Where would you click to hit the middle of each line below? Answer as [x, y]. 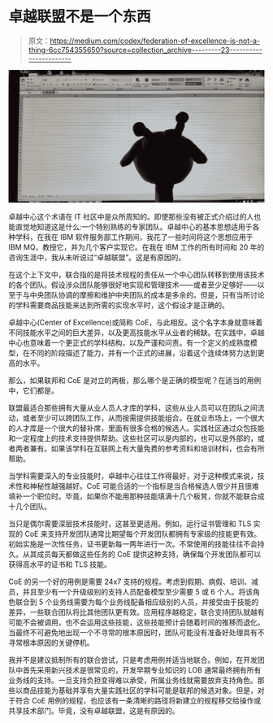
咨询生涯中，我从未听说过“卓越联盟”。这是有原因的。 [97, 258]
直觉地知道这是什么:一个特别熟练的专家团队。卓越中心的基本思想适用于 [134, 227]
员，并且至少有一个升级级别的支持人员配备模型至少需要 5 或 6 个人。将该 [131, 592]
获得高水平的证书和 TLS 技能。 [60, 564]
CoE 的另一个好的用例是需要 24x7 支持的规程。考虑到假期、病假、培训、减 [133, 581]
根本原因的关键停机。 [58, 642]
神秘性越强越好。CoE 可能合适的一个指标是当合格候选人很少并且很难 [144, 486]
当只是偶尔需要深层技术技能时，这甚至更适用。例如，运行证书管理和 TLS [130, 524]
